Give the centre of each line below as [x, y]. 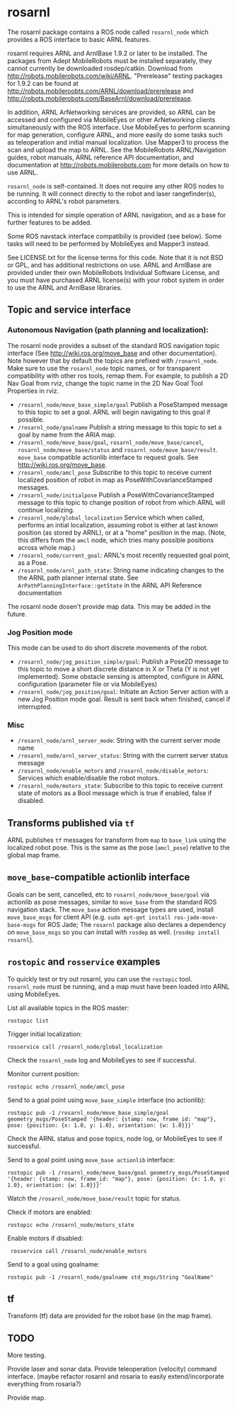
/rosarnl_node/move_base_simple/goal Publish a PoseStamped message [122, 404]
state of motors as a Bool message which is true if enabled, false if [115, 793]
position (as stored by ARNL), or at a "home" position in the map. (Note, [122, 532]
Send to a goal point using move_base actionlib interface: [91, 1160]
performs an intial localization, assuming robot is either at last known [118, 524]
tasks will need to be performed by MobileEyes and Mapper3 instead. [109, 243]
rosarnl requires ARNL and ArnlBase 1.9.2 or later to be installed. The [107, 53]
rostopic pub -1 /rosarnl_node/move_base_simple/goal [88, 1113]
